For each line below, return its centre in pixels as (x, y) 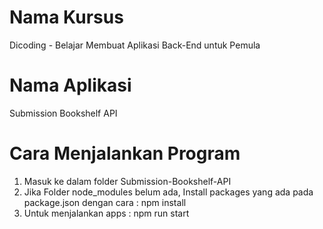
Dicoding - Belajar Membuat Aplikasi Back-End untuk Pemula (135, 45)
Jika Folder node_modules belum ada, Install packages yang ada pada (168, 192)
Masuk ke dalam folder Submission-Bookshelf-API (127, 181)
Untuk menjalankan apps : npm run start (106, 213)
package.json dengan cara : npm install (105, 202)
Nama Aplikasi (70, 85)
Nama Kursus (66, 17)
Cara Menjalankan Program (125, 153)
